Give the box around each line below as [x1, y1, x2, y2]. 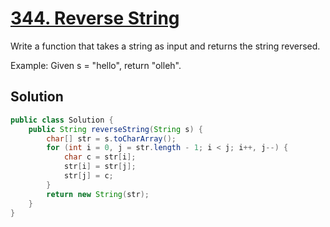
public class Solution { [10, 115, 114, 125]
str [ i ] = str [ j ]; [63, 162, 137, 172]
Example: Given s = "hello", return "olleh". [10, 59, 182, 71]
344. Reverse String [10, 7, 180, 30]
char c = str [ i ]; [63, 152, 137, 162]
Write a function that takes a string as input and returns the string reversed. [10, 40, 321, 52]
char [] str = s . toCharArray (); [46, 133, 177, 144]
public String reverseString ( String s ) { [28, 124, 203, 134]
